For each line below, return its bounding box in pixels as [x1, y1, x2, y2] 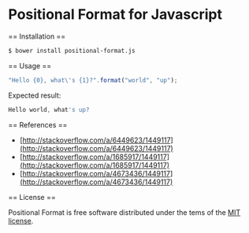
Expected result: [8, 91, 61, 100]
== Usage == [8, 61, 52, 70]
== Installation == [8, 31, 66, 41]
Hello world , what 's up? [8, 105, 90, 113]
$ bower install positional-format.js [8, 46, 136, 54]
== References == [8, 120, 68, 129]
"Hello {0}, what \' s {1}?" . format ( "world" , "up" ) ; [8, 76, 178, 84]
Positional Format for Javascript [8, 6, 223, 24]
